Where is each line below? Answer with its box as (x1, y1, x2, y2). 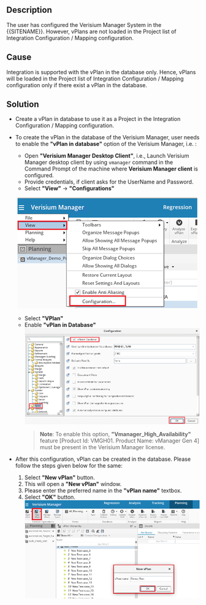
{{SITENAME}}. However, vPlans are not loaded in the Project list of (6, 28, 177, 35)
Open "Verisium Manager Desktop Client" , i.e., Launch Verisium (24, 152, 189, 160)
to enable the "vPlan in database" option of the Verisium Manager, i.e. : (15, 141, 197, 148)
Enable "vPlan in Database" (24, 322, 96, 329)
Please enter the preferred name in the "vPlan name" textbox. (24, 487, 182, 494)
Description (6, 5, 52, 15)
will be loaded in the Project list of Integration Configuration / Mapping (6, 75, 184, 82)
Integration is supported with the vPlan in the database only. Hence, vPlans (6, 68, 196, 75)
